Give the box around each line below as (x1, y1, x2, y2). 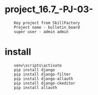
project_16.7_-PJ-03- (5, 4, 93, 15)
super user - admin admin (14, 29, 69, 34)
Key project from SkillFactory (14, 20, 80, 25)
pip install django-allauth (14, 76, 73, 81)
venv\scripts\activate (14, 62, 62, 68)
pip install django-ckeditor (14, 80, 76, 86)
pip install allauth (14, 85, 57, 90)
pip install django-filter (14, 72, 71, 77)
